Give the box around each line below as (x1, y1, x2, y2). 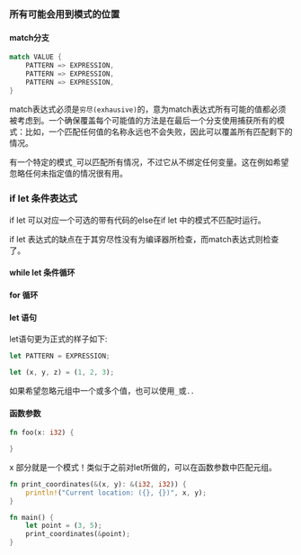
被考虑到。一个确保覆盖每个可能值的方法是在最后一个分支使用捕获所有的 (9, 114, 277, 125)
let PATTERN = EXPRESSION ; (9, 351, 111, 361)
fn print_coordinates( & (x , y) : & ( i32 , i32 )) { (9, 479, 187, 488)
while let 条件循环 (9, 268, 75, 278)
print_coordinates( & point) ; (25, 530, 130, 539)
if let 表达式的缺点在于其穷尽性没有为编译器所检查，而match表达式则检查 (9, 233, 279, 244)
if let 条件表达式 (9, 192, 78, 205)
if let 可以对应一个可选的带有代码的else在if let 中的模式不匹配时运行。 (9, 214, 267, 225)
